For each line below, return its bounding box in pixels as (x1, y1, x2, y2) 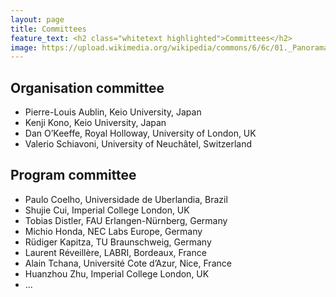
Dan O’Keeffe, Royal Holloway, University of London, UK (24, 127, 257, 140)
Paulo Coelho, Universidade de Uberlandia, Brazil (24, 193, 228, 205)
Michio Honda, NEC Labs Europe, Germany (24, 225, 203, 237)
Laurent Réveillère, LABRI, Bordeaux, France (24, 246, 207, 258)
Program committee (10, 167, 137, 184)
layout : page (10, 14, 65, 25)
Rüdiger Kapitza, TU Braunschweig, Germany (24, 236, 212, 248)
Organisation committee (10, 79, 165, 96)
